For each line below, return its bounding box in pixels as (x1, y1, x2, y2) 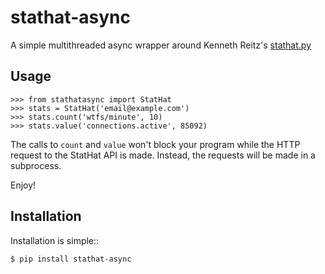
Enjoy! (10, 179, 37, 191)
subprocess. (10, 159, 62, 171)
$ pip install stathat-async (10, 254, 132, 264)
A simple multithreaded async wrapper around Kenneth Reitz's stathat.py (10, 39, 312, 51)
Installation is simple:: (10, 234, 100, 246)
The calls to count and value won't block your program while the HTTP (10, 138, 301, 150)
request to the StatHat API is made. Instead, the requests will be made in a (10, 149, 316, 161)
